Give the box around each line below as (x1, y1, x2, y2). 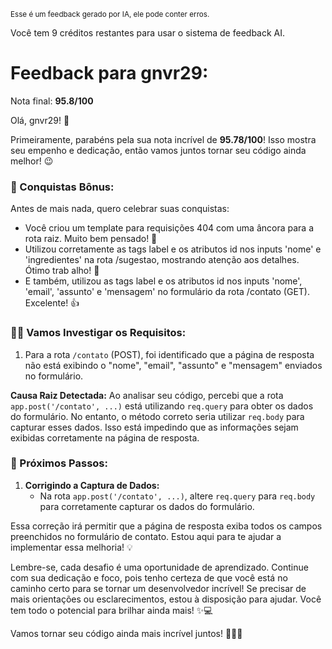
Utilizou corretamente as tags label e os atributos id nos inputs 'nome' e (24, 243, 322, 255)
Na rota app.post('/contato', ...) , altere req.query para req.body (39, 490, 316, 502)
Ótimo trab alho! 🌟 (24, 265, 100, 277)
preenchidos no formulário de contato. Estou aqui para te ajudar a (10, 530, 282, 542)
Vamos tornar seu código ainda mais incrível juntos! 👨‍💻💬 (10, 627, 243, 639)
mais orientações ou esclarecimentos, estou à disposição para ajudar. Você (10, 593, 322, 605)
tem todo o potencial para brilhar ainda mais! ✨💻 (10, 604, 213, 616)
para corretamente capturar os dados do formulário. (39, 500, 255, 512)
